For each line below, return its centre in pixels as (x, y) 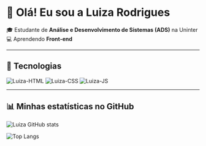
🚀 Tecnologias (34, 66)
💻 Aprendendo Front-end (39, 38)
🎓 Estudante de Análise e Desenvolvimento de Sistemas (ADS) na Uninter (102, 29)
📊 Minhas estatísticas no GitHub (70, 107)
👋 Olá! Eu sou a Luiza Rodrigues (88, 13)
